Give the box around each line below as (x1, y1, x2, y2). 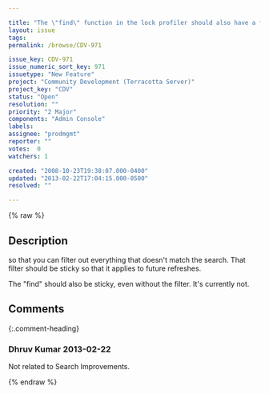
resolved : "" (8, 182, 52, 190)
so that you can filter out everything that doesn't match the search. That (8, 255, 246, 264)
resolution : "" (8, 100, 59, 108)
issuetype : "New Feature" (8, 70, 94, 78)
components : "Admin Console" (8, 115, 106, 123)
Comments (8, 302, 65, 316)
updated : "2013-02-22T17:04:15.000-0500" (8, 174, 149, 183)
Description (8, 234, 68, 247)
